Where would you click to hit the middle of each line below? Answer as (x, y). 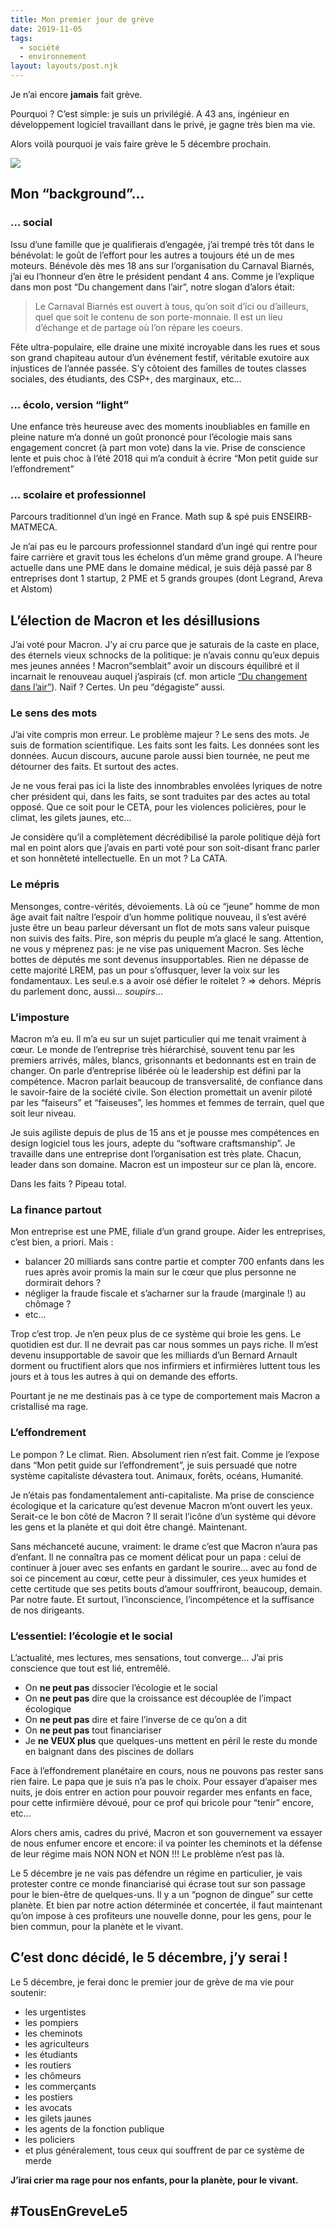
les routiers (48, 2065)
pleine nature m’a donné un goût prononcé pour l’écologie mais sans (151, 437)
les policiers (49, 2139)
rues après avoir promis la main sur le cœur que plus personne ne (160, 1272)
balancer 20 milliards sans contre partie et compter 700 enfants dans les (174, 1262)
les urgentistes (55, 2012)
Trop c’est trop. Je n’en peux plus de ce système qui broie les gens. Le (156, 1334)
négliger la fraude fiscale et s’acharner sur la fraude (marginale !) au (165, 1293)
